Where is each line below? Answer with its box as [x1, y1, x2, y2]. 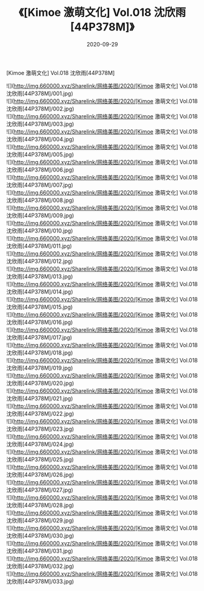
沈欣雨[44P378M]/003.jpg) [6, 120, 74, 127]
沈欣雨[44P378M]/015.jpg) [6, 303, 73, 310]
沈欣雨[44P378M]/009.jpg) [6, 212, 74, 219]
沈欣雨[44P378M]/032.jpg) [6, 562, 74, 570]
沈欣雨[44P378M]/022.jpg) [6, 410, 74, 417]
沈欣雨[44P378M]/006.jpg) [6, 166, 74, 173]
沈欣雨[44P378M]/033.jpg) [6, 578, 74, 585]
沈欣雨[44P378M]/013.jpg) [6, 273, 73, 280]
